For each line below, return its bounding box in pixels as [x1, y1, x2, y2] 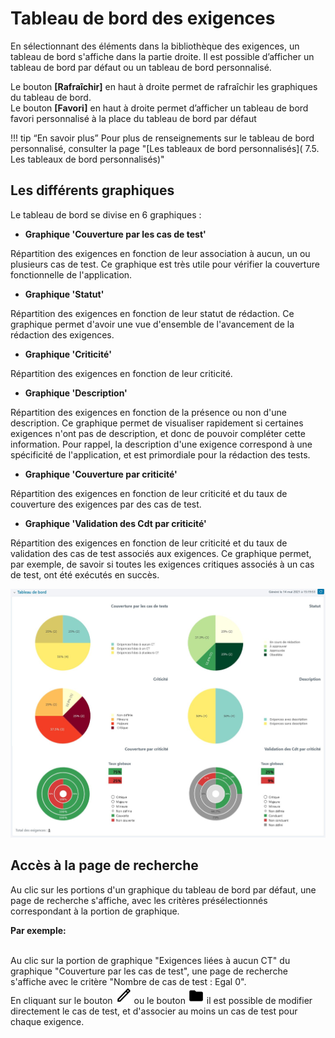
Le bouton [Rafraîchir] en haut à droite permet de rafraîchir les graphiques [10, 80, 318, 92]
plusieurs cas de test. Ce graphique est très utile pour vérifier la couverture [10, 258, 320, 270]
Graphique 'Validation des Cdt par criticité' [24, 517, 207, 529]
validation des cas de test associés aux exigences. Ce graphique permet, [10, 547, 312, 559]
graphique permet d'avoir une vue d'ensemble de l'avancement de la [10, 318, 295, 330]
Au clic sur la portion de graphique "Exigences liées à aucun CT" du [10, 954, 291, 966]
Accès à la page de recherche [10, 857, 199, 874]
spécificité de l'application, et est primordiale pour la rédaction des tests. [10, 448, 311, 461]
